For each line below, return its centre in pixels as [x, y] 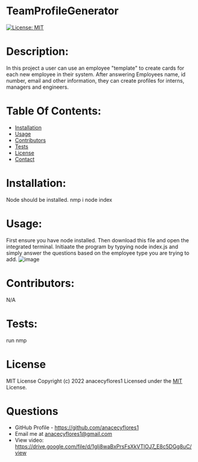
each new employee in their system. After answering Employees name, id [96, 74]
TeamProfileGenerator [62, 11]
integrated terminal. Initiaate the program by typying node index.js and [92, 246]
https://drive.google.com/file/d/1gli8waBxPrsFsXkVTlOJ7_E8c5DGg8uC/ [103, 447]
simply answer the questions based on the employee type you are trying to [98, 253]
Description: [37, 51]
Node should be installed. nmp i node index [59, 199]
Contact [24, 159]
